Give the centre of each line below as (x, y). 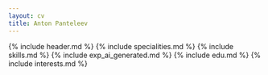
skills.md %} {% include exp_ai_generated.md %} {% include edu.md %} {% (135, 55)
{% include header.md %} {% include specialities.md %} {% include (121, 46)
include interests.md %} (48, 63)
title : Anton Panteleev (48, 23)
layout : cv (27, 16)
